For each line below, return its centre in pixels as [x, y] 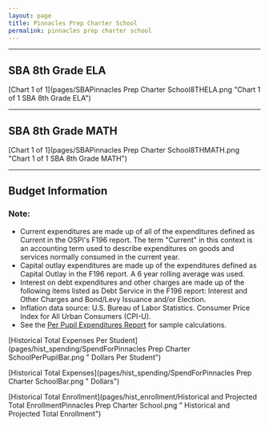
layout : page [30, 16]
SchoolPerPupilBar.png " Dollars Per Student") [85, 357]
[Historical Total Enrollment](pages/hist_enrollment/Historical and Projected [133, 396]
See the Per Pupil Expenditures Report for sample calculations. [123, 324]
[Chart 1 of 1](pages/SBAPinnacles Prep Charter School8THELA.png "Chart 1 [134, 90]
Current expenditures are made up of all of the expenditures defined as [137, 231]
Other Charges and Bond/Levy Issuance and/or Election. [113, 299]
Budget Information [58, 191]
